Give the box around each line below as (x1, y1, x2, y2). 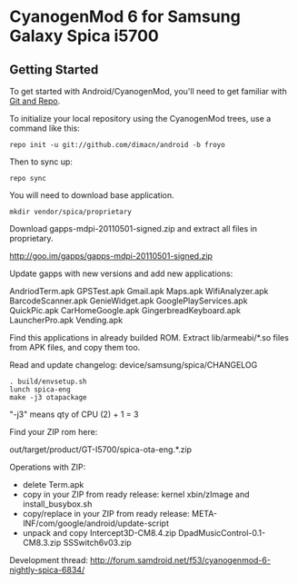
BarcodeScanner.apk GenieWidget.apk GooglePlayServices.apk (9, 295, 248, 306)
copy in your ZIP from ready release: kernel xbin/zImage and (22, 489, 250, 500)
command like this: (9, 123, 80, 134)
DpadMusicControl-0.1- (178, 528, 266, 538)
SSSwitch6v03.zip (63, 538, 132, 548)
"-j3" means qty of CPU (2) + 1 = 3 (9, 409, 139, 420)
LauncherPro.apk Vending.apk (9, 315, 124, 325)
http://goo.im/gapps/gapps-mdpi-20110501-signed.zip (9, 251, 214, 261)
